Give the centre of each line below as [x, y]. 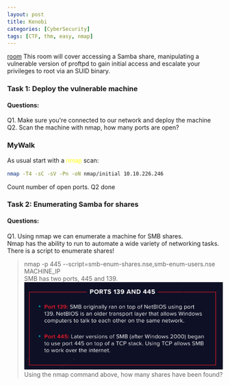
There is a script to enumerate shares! [61, 251]
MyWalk [21, 145]
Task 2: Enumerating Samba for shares [73, 204]
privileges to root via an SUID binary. [59, 71]
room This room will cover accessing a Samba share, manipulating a [103, 57]
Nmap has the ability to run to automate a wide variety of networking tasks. [113, 243]
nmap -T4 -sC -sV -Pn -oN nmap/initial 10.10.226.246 [86, 174]
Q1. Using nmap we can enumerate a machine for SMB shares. [95, 236]
